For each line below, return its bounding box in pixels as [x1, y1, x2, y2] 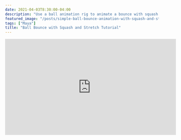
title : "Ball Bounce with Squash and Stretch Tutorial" [5, 25, 121, 30]
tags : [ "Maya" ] [5, 20, 36, 26]
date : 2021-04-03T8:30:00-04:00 [5, 7, 71, 12]
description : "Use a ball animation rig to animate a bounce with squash [5, 12, 159, 17]
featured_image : [5, 16, 38, 21]
